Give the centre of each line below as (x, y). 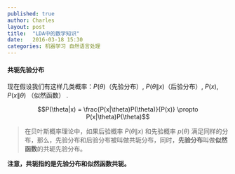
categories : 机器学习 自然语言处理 (54, 46)
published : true (31, 14)
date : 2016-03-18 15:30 (45, 40)
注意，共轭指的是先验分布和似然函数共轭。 (69, 164)
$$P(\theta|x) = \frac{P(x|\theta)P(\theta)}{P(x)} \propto (118, 109)
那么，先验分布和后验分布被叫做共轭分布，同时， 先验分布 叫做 (126, 140)
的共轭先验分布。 (61, 149)
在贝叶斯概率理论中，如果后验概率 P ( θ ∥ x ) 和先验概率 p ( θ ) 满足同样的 (123, 131)
